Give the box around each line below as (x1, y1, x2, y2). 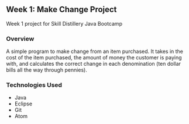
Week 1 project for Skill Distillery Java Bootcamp (6, 20, 123, 27)
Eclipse (14, 100, 33, 107)
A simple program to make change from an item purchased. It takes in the (6, 48, 183, 55)
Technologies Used (6, 81, 63, 89)
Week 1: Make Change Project (6, 5, 117, 15)
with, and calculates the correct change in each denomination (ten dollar (6, 61, 181, 68)
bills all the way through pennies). (6, 66, 88, 73)
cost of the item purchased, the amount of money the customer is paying (6, 54, 183, 61)
